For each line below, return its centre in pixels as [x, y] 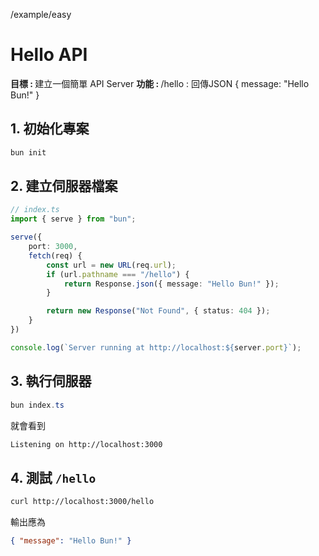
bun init [28, 152]
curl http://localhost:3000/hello [82, 502]
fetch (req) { [55, 255]
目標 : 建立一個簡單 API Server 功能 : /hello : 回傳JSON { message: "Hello [160, 83]
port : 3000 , [53, 247]
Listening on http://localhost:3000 [86, 444]
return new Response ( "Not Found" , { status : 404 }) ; [158, 311]
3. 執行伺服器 [51, 381]
